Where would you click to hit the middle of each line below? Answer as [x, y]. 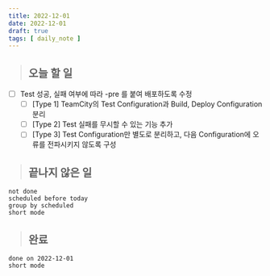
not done [23, 192]
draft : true [28, 31]
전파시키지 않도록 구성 [82, 144]
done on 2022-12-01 [41, 258]
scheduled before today [48, 199]
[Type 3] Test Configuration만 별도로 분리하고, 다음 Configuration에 [141, 135]
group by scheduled [41, 206]
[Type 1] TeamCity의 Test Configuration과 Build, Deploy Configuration [147, 104]
